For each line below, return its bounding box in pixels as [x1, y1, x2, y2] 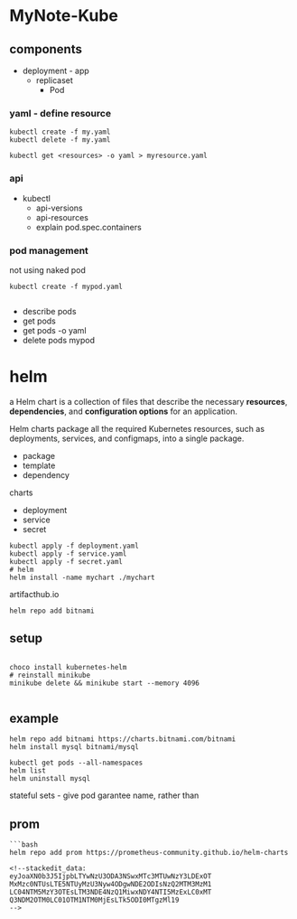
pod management [9, 244, 88, 257]
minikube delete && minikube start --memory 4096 [9, 679, 200, 688]
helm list [9, 766, 47, 775]
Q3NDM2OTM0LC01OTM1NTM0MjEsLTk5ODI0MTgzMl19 [9, 896, 180, 905]
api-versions [35, 202, 83, 213]
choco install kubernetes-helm [9, 662, 127, 671]
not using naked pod [9, 264, 86, 276]
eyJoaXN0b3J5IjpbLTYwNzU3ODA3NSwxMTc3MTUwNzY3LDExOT [9, 872, 212, 881]
